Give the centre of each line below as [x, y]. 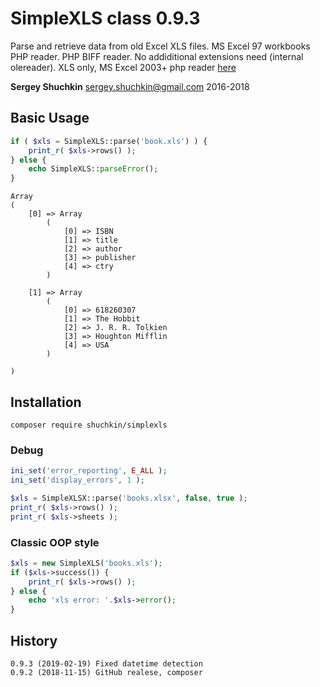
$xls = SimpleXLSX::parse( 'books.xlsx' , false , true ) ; [129, 498]
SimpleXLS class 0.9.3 [105, 18]
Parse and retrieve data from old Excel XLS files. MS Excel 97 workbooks [160, 46]
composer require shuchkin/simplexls [89, 425]
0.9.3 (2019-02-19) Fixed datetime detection [106, 663]
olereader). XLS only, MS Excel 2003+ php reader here [123, 67]
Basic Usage [50, 118]
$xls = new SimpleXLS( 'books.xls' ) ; [86, 563]
